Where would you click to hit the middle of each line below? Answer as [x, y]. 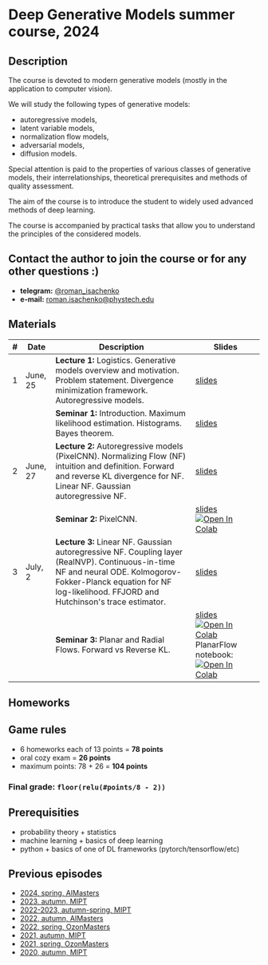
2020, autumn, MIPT [53, 952]
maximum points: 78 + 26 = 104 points [84, 766]
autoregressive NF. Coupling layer [119, 552]
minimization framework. [102, 390]
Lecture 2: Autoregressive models [119, 446]
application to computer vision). [61, 89]
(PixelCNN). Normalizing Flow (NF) [121, 456]
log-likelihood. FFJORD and [107, 591]
